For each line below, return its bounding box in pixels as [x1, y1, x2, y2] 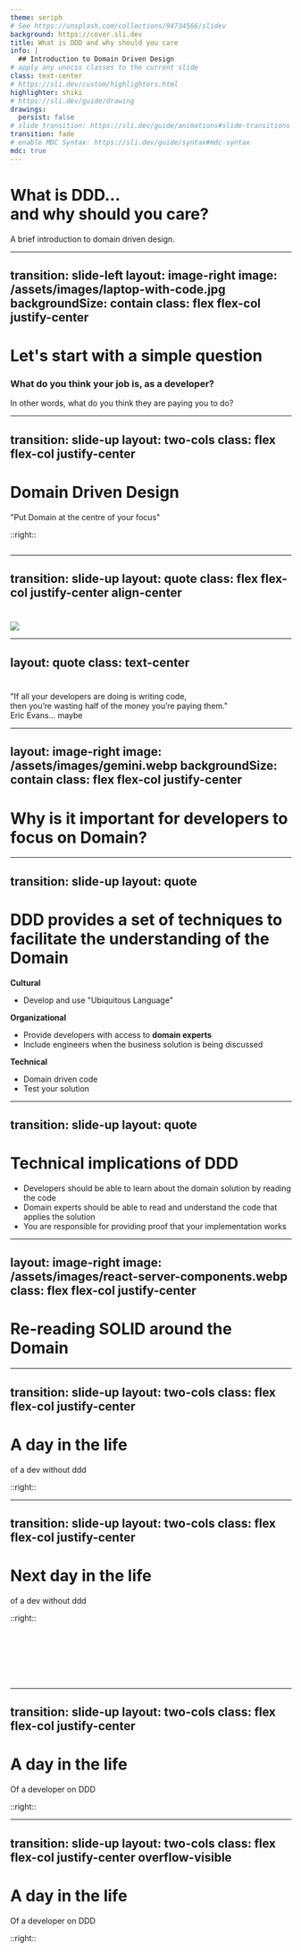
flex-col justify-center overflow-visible [10, 1850, 232, 1865]
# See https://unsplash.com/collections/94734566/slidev [10, 21, 227, 30]
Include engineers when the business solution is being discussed [22, 1039, 263, 1049]
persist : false [18, 113, 75, 122]
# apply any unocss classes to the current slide [10, 64, 199, 73]
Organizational [10, 1012, 66, 1023]
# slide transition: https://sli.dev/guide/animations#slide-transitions [10, 122, 291, 131]
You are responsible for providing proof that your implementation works [22, 1220, 287, 1231]
